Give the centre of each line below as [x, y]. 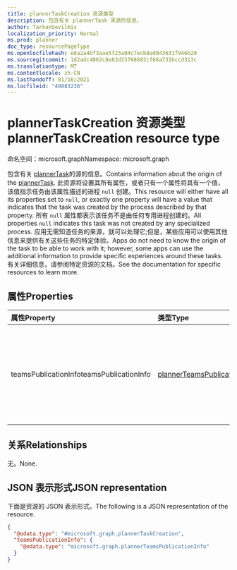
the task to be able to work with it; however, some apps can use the [105, 248]
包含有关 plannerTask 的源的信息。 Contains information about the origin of [115, 174]
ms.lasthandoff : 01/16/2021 [49, 79]
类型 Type [173, 318]
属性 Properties [40, 296]
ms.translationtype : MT [42, 66]
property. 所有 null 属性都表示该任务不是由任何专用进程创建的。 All [104, 215]
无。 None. [22, 463]
